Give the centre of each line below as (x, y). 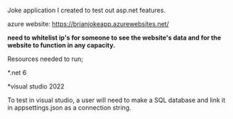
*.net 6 (17, 73)
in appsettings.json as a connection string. (69, 108)
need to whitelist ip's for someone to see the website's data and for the (114, 38)
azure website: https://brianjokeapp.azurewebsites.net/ (88, 24)
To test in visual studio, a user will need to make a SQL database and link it (116, 100)
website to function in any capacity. (61, 45)
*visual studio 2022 (36, 86)
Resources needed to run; (45, 59)
